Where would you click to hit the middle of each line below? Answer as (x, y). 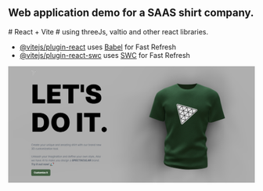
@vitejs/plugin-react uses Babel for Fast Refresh (98, 47)
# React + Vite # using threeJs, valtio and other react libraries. (108, 31)
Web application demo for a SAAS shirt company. (131, 13)
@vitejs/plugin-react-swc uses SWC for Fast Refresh (104, 55)
